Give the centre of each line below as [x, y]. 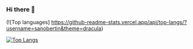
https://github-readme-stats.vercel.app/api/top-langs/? [119, 22]
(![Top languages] [28, 22]
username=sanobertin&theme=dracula [54, 28]
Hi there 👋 [21, 9]
